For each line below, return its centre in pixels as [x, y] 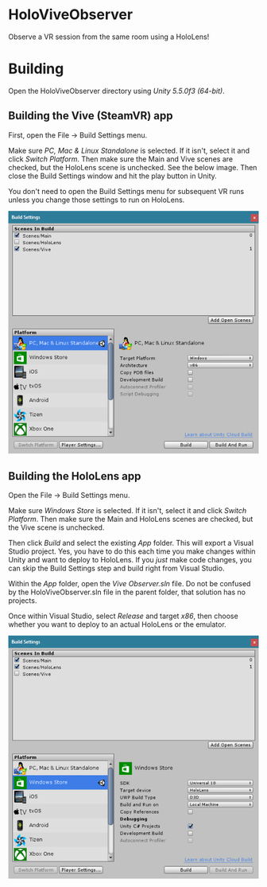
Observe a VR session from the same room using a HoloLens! [109, 37]
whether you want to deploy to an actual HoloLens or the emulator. [117, 624]
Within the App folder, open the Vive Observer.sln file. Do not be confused [130, 584]
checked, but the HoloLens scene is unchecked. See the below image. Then [133, 167]
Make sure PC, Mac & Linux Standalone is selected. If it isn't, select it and [129, 150]
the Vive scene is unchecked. [56, 527]
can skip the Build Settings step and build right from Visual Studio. [116, 568]
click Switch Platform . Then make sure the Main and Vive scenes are [120, 159]
